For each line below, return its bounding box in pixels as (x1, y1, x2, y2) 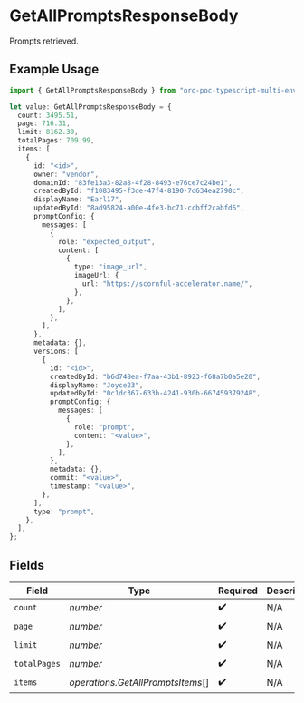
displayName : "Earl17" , (33, 195, 124, 204)
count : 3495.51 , (17, 111, 79, 120)
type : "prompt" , (33, 507, 95, 516)
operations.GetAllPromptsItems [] (69, 677, 210, 689)
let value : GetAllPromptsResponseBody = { (9, 102, 172, 112)
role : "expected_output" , (57, 237, 156, 246)
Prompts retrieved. (9, 35, 79, 46)
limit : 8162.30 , (17, 128, 79, 137)
